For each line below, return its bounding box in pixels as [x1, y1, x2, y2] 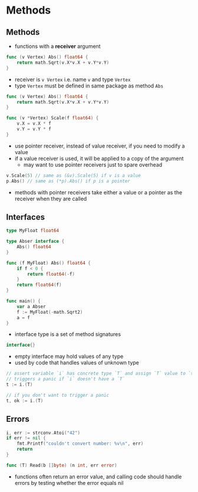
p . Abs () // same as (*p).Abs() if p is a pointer [6, 178, 131, 184]
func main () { [6, 298, 41, 304]
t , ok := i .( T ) [6, 397, 44, 403]
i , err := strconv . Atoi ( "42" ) [6, 429, 81, 436]
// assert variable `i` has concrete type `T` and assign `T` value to [6, 370, 186, 377]
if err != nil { [6, 435, 46, 441]
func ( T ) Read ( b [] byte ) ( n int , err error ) [6, 462, 117, 468]
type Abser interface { [6, 239, 65, 245]
